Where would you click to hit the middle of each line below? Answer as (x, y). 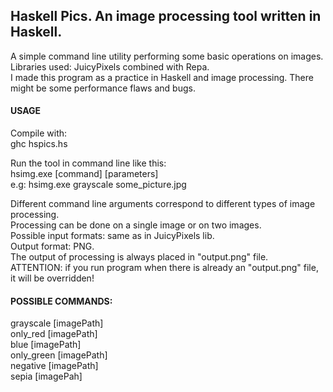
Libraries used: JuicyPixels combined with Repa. (110, 66)
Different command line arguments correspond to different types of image (163, 204)
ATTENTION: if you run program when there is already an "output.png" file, (164, 268)
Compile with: (39, 133)
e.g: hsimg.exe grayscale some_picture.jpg (98, 185)
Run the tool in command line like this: (88, 163)
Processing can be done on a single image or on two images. (136, 225)
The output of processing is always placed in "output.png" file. (139, 257)
